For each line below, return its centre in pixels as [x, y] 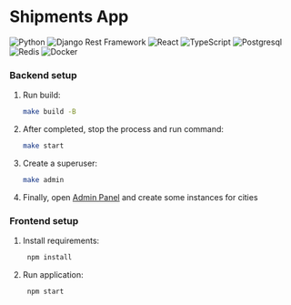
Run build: [41, 95]
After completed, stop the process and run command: [123, 129]
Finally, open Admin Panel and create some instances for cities [140, 197]
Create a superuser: [60, 163]
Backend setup [43, 75]
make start [43, 146]
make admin [43, 179]
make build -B [49, 112]
